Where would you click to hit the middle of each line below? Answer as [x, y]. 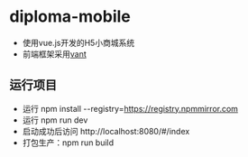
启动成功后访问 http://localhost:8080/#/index [106, 131]
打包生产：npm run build [68, 143]
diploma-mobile [70, 17]
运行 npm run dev [55, 120]
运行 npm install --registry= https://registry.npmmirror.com [130, 108]
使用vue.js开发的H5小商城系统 [78, 42]
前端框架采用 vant [55, 54]
